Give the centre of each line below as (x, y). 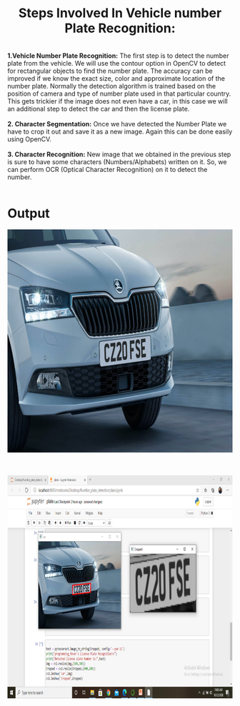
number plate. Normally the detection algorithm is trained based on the (112, 86)
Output (29, 214)
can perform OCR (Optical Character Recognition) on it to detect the (107, 169)
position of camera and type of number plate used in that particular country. (119, 94)
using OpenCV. (30, 139)
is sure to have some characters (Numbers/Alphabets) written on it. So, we (117, 161)
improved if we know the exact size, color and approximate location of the (116, 78)
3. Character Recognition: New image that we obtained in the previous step (119, 154)
